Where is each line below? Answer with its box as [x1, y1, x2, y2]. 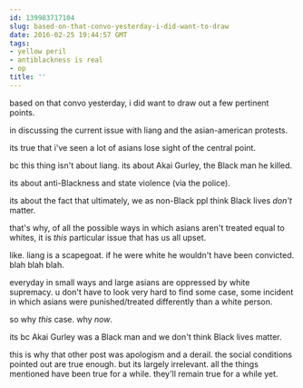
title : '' [9, 73, 47, 82]
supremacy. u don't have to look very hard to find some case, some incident [9, 286, 294, 297]
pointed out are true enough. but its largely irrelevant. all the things [9, 358, 259, 369]
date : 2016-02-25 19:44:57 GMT [9, 30, 128, 39]
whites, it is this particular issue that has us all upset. [9, 232, 207, 243]
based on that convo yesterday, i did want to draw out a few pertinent [9, 97, 269, 108]
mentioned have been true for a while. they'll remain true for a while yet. [9, 368, 279, 379]
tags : [9, 38, 30, 48]
